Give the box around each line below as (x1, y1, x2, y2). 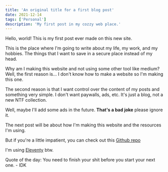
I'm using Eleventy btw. (5, 147, 54, 153)
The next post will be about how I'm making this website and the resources (5, 122, 161, 128)
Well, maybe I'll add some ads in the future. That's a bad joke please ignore (5, 107, 163, 113)
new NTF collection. (5, 97, 47, 103)
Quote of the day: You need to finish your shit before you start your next (5, 157, 155, 163)
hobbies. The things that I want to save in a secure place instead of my (5, 51, 153, 57)
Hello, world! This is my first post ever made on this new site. (5, 35, 133, 41)
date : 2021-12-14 (5, 12, 42, 17)
